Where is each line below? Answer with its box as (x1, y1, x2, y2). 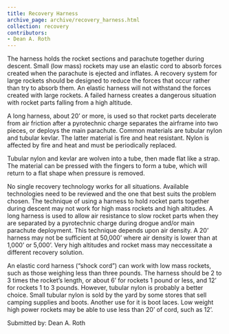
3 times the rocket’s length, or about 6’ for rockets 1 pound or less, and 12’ (7, 276, 217, 284)
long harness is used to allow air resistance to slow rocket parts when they (7, 211, 219, 220)
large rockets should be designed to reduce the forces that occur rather (7, 76, 210, 85)
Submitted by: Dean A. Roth (7, 319, 86, 327)
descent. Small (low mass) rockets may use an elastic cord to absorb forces (7, 62, 222, 70)
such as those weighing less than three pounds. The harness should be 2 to (7, 269, 222, 278)
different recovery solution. (7, 249, 85, 257)
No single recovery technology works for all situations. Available (7, 182, 189, 191)
